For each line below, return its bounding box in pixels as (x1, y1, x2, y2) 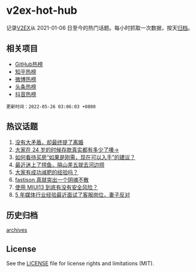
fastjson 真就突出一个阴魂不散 (14, 176, 89, 183)
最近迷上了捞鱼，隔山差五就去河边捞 (14, 161, 105, 168)
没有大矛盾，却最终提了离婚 (14, 139, 84, 146)
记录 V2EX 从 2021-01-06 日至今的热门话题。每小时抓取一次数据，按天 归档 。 (6, 24, 194, 31)
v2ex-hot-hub (6, 4, 78, 17)
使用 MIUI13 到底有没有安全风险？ (14, 184, 98, 191)
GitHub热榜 (14, 61, 43, 68)
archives (6, 226, 28, 234)
